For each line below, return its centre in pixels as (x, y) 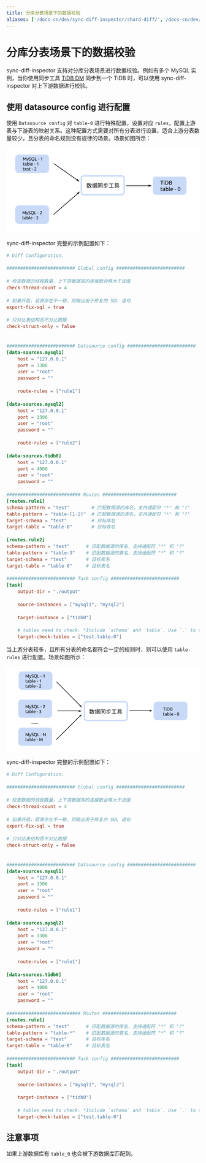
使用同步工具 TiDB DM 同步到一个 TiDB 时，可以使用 (93, 78)
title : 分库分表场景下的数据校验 (44, 13)
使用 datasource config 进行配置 (68, 107)
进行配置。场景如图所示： (54, 657)
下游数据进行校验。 (66, 86)
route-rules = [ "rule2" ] (49, 443)
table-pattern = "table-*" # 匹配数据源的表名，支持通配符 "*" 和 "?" (96, 1033)
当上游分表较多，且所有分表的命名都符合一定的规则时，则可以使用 (90, 649)
